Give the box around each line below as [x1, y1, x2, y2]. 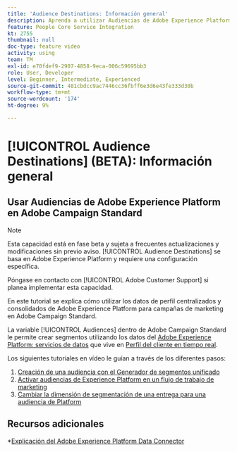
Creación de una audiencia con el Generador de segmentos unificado [17, 368, 220, 376]
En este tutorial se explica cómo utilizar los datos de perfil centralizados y [7, 296, 221, 305]
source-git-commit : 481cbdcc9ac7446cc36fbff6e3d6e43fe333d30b [7, 82, 194, 89]
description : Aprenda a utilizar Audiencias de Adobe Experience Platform [7, 17, 232, 24]
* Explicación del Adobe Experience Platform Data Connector [7, 437, 185, 445]
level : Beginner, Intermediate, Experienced [7, 75, 140, 83]
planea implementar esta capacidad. [7, 283, 114, 291]
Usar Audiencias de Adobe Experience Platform [7, 196, 221, 208]
